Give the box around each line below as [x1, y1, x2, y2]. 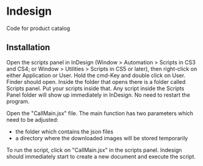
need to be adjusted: [6, 116, 59, 123]
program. [6, 97, 30, 105]
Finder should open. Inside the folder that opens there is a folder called [6, 78, 186, 85]
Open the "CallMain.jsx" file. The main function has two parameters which [6, 109, 194, 117]
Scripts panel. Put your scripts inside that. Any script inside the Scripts [6, 85, 185, 92]
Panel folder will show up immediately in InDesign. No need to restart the [6, 91, 190, 99]
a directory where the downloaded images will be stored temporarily [15, 134, 188, 141]
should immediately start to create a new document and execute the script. [6, 153, 196, 160]
